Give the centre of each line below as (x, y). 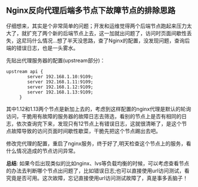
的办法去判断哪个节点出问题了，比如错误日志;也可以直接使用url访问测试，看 (98, 171)
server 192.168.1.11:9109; (60, 82)
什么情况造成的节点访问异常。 (42, 151)
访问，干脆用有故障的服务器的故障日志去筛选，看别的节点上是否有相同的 (94, 116)
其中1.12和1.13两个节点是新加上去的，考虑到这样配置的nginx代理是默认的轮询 (99, 109)
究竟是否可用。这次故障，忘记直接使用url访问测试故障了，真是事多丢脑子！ (97, 178)
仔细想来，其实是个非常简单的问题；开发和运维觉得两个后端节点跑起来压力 (96, 26)
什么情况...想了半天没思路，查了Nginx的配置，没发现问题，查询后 (111, 41)
